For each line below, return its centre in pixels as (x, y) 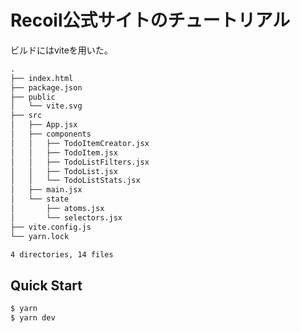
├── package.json (46, 87)
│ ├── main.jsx (46, 190)
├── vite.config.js (51, 227)
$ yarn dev (33, 318)
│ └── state (40, 199)
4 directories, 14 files (62, 254)
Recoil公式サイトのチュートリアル (150, 20)
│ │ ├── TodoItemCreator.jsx (80, 143)
